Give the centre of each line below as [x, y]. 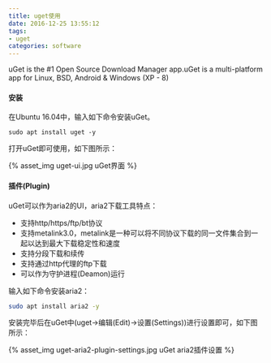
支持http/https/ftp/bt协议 [61, 223]
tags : [17, 31]
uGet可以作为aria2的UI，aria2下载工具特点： [83, 205]
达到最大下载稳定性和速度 [77, 243]
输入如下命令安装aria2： [49, 291]
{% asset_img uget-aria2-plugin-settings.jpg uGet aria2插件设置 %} [122, 350]
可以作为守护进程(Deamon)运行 [73, 274]
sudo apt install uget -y [52, 132]
